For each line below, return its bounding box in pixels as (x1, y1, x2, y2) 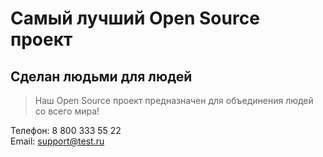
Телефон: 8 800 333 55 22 (10, 125, 122, 136)
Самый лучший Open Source (10, 7, 260, 30)
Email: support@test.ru (10, 135, 105, 147)
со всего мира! (34, 105, 100, 117)
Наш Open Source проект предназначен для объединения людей (34, 95, 314, 106)
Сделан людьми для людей (10, 68, 193, 85)
